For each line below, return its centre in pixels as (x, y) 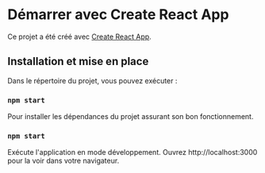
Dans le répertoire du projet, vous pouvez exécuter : (92, 80)
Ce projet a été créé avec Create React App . (79, 37)
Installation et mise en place (78, 62)
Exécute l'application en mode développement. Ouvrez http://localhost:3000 (132, 152)
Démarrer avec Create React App (118, 15)
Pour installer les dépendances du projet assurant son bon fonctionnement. (131, 117)
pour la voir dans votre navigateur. (63, 161)
